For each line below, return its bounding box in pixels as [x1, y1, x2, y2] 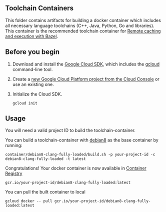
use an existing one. [12, 81, 54, 87]
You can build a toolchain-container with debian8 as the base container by [5, 137, 158, 143]
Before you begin [5, 47, 60, 56]
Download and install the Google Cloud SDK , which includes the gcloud [12, 61, 160, 67]
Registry [5, 170, 22, 176]
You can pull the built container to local [5, 189, 86, 195]
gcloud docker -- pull [5, 198, 52, 204]
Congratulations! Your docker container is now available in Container [5, 165, 146, 171]
